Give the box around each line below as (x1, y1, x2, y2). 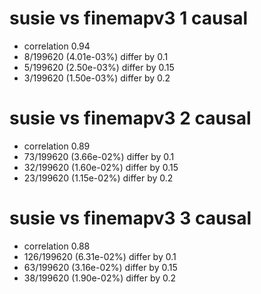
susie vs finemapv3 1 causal (9, 7, 248, 30)
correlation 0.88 (23, 240, 91, 252)
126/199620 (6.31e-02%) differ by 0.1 (23, 250, 177, 262)
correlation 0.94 (23, 40, 91, 52)
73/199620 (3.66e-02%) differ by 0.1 (23, 150, 175, 162)
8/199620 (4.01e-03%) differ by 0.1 (23, 50, 169, 62)
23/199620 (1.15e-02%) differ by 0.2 (23, 172, 174, 184)
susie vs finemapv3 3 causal (9, 207, 252, 230)
